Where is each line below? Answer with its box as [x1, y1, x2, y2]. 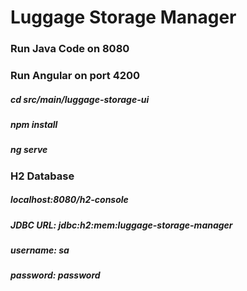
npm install [10, 119, 58, 130]
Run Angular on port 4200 [10, 69, 141, 83]
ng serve [10, 144, 48, 156]
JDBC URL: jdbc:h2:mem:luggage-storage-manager [10, 219, 233, 231]
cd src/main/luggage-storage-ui [10, 93, 150, 105]
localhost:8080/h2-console [10, 194, 129, 206]
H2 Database [10, 169, 75, 183]
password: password [10, 269, 101, 281]
